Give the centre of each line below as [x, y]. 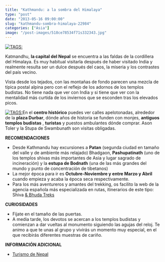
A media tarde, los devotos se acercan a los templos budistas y [76, 219]
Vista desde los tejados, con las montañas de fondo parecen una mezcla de [82, 82]
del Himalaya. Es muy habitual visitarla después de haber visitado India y [79, 62]
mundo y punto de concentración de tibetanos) [60, 168]
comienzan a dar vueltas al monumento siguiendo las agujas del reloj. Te [86, 224]
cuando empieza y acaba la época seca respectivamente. [71, 179]
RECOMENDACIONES [27, 138]
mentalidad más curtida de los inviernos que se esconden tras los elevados [82, 98]
